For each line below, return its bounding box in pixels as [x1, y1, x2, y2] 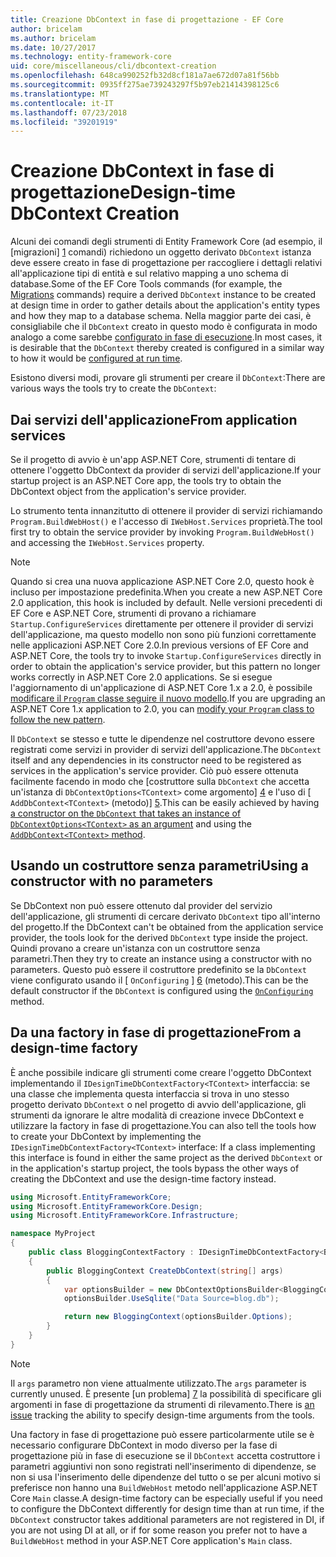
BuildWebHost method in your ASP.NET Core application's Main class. [10, 1534, 293, 1546]
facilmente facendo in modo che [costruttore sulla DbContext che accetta [10, 776, 310, 787]
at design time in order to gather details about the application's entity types [10, 299, 321, 311]
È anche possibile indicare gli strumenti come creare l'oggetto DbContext [10, 1066, 312, 1078]
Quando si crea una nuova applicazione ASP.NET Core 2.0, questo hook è [10, 576, 315, 587]
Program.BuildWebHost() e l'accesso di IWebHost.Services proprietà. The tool [10, 516, 323, 527]
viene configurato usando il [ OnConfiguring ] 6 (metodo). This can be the [10, 974, 309, 986]
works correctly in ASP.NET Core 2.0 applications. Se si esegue [10, 671, 273, 683]
